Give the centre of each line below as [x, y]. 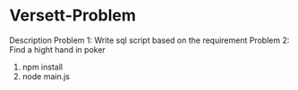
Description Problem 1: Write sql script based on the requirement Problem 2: [149, 40]
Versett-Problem [72, 16]
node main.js [46, 76]
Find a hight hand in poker [57, 49]
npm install [43, 67]
